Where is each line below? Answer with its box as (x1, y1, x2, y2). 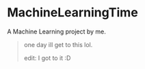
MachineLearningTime (7, 5, 138, 20)
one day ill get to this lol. (23, 40, 93, 49)
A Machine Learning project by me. (7, 27, 106, 36)
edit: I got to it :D (23, 53, 71, 62)
